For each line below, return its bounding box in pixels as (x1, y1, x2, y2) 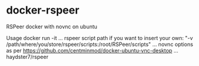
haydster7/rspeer (6, 53, 49, 60)
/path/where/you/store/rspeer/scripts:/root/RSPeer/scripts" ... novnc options (6, 41, 194, 48)
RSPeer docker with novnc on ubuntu (6, 23, 98, 30)
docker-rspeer (6, 4, 80, 17)
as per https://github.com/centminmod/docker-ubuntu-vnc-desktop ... (6, 47, 178, 54)
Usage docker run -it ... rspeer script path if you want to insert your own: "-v (6, 34, 193, 41)
